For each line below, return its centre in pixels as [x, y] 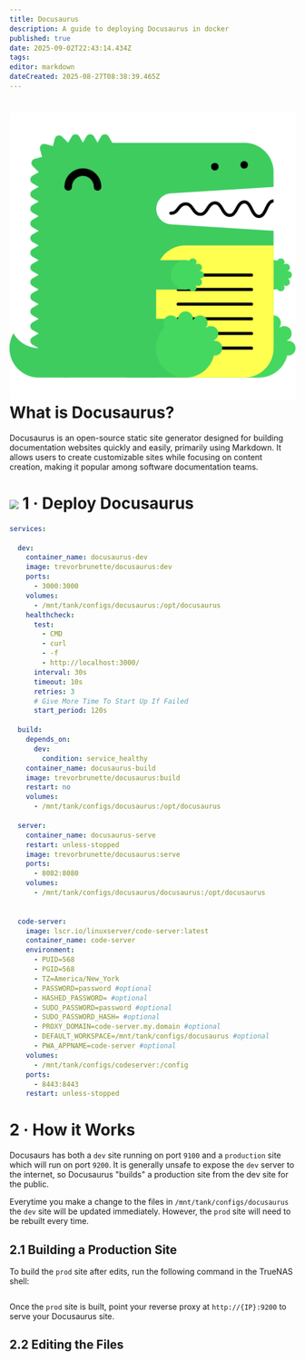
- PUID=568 [54, 960]
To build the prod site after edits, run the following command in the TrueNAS [151, 1272]
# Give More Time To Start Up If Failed [111, 701]
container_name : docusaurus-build [91, 768]
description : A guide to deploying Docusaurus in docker [119, 29]
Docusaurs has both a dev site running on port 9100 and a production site [145, 1155]
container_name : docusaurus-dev [87, 557]
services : [28, 528]
